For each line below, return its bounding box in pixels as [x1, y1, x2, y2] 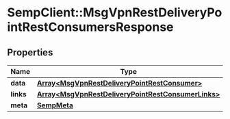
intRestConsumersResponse [7, 19, 174, 35]
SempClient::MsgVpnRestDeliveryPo [7, 5, 222, 21]
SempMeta [36, 101, 73, 110]
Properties [7, 47, 53, 58]
